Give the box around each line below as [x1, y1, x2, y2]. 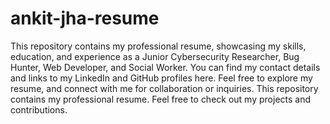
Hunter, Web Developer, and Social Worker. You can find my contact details [10, 61, 321, 73]
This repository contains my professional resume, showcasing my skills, [10, 40, 307, 52]
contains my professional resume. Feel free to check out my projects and [10, 93, 312, 105]
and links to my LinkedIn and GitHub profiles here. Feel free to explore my [10, 72, 313, 84]
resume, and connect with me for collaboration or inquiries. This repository [10, 82, 319, 94]
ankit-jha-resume [10, 7, 160, 30]
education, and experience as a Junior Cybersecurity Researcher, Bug [10, 50, 300, 62]
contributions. [10, 103, 68, 116]
